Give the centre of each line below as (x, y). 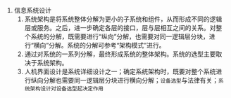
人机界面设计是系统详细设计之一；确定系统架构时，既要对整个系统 (120, 71)
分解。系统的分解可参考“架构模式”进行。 (107, 45)
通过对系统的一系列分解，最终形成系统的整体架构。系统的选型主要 (120, 54)
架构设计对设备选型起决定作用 (67, 89)
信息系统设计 (32, 10)
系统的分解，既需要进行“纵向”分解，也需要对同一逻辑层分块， (120, 36)
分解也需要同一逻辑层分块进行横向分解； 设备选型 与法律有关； (131, 80)
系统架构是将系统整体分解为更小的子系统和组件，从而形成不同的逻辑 (123, 19)
